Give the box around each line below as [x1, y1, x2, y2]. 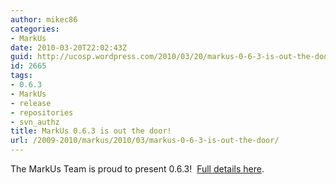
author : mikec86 [10, 14, 78, 25]
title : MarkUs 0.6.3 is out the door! [10, 126, 172, 136]
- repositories [10, 107, 74, 118]
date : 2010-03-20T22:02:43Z [10, 42, 128, 53]
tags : [10, 71, 33, 81]
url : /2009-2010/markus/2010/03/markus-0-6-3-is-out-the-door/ [10, 136, 280, 146]
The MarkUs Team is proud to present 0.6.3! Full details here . [10, 163, 265, 175]
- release [10, 98, 52, 108]
